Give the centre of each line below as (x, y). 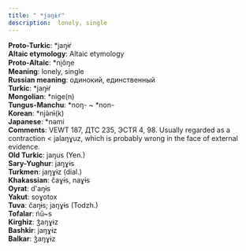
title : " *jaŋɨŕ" (37, 15)
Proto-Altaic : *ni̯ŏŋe (41, 62)
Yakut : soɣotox (33, 197)
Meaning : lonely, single (46, 71)
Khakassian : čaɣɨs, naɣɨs (49, 180)
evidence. (24, 146)
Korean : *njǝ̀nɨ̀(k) (36, 113)
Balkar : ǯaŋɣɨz (32, 238)
